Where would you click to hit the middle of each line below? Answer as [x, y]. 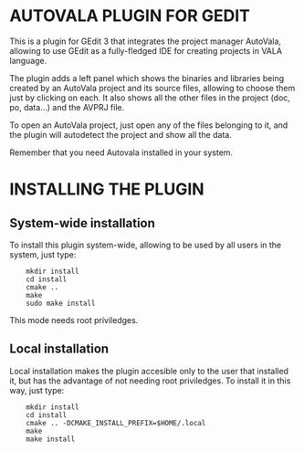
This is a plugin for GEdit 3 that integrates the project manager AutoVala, [145, 41]
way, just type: [37, 390]
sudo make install [61, 303]
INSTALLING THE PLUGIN [107, 189]
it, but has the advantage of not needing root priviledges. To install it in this [150, 381]
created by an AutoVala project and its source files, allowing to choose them [152, 88]
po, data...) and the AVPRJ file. [67, 107]
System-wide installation [82, 223]
